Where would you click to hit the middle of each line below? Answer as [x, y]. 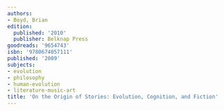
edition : [20, 26]
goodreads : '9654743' [38, 46]
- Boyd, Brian [28, 20]
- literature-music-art [42, 90]
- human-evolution [34, 84]
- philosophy [26, 78]
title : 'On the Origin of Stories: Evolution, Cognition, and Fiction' [113, 97]
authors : [20, 13]
